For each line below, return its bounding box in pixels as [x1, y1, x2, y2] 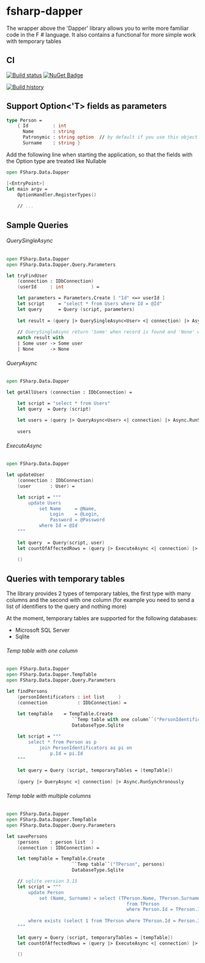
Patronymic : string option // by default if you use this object [22, 134, 198, 141]
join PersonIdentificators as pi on [38, 744, 132, 751]
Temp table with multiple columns [6, 792, 92, 799]
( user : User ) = [17, 483, 75, 489]
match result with [17, 335, 64, 341]
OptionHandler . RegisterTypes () [17, 191, 97, 198]
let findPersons [6, 688, 48, 694]
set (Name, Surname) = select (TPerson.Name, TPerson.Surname [38, 895, 201, 901]
